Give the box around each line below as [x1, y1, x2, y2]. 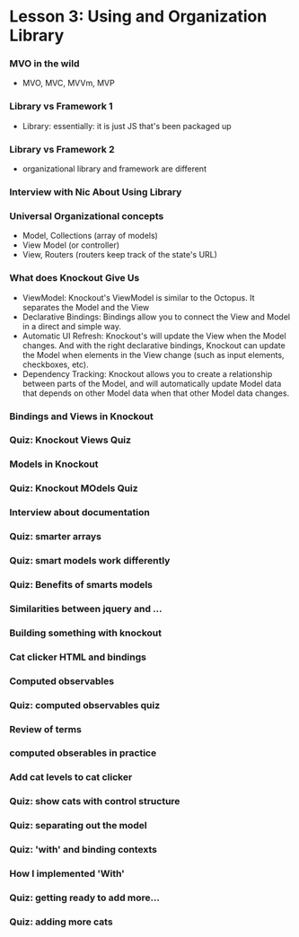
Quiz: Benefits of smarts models [9, 578, 154, 591]
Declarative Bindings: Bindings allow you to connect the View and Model [22, 311, 290, 322]
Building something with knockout [9, 626, 163, 639]
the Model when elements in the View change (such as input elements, [22, 349, 285, 360]
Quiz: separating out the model [9, 819, 148, 832]
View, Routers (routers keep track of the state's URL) [22, 250, 218, 260]
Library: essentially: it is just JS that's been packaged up [22, 120, 232, 131]
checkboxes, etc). [22, 359, 90, 370]
